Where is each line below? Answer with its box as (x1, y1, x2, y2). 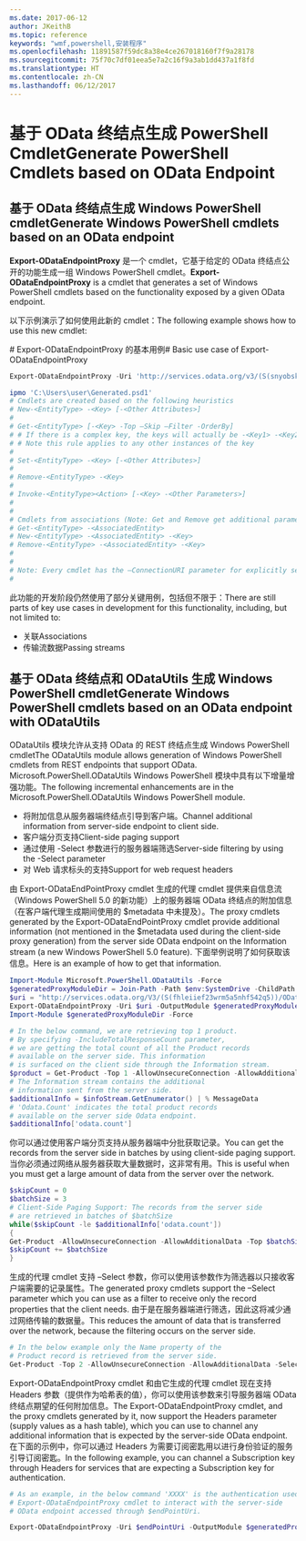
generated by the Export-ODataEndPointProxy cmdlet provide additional (9, 917, 280, 928)
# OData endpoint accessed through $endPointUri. (9, 1506, 202, 1516)
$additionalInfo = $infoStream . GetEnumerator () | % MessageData (9, 1094, 259, 1103)
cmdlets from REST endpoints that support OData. (9, 759, 198, 770)
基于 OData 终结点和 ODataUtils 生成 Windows (9, 671, 273, 687)
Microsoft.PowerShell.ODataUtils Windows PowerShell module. (9, 792, 246, 803)
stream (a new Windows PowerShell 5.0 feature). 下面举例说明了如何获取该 (9, 947, 291, 958)
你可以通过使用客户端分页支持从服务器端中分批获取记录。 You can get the (9, 1137, 284, 1148)
